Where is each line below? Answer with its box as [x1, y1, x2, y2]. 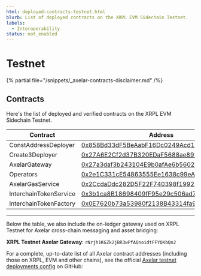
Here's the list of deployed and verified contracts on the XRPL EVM [6, 110, 172, 117]
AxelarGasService [9, 179, 60, 188]
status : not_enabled [6, 31, 58, 37]
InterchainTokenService [9, 190, 76, 198]
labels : [6, 20, 26, 26]
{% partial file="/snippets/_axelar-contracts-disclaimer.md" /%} [6, 77, 163, 84]
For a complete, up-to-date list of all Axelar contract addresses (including [6, 250, 187, 257]
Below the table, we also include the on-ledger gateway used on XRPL [6, 220, 179, 227]
